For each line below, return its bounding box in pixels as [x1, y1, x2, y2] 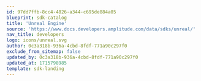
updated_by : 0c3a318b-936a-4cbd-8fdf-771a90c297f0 [6, 54, 138, 60]
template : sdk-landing [6, 65, 64, 72]
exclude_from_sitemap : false [6, 49, 81, 55]
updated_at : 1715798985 [6, 60, 67, 66]
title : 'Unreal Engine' [6, 20, 67, 26]
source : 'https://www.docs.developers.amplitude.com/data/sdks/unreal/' [6, 26, 196, 32]
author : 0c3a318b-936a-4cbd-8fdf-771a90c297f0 [6, 43, 127, 49]
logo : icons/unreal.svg [6, 37, 67, 43]
